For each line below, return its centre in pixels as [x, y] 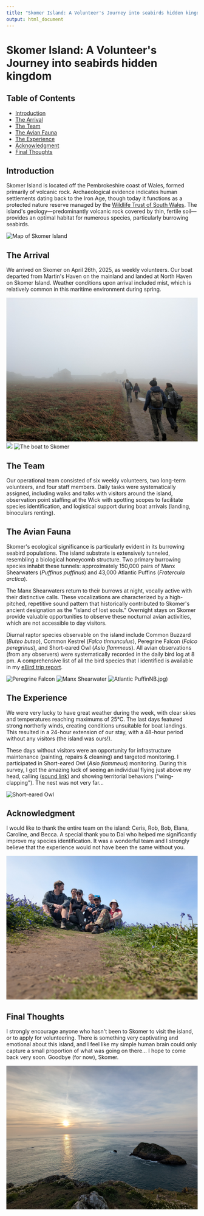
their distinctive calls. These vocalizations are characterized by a [87, 597]
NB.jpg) [158, 679]
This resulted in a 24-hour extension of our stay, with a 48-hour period [95, 732]
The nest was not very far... [70, 782]
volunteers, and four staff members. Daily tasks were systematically [91, 487]
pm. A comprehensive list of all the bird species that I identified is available [100, 661]
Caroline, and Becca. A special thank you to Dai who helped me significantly [102, 835]
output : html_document [35, 19]
